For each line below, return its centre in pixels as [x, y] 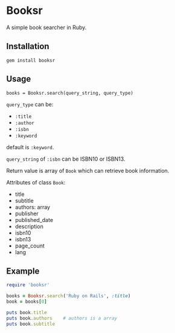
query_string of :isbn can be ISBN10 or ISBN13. [66, 159]
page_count [30, 246]
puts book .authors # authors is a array [62, 318]
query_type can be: [30, 104]
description [29, 226]
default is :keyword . [30, 147]
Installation [28, 46]
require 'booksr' [28, 285]
